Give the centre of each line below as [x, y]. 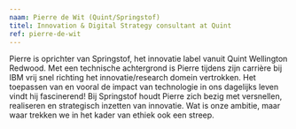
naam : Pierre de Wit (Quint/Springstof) [85, 17]
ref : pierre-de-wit [45, 34]
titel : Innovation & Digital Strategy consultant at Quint [121, 26]
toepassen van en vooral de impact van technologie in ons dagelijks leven [144, 87]
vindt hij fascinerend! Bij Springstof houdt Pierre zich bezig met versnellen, [146, 96]
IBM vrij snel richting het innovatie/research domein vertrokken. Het [133, 78]
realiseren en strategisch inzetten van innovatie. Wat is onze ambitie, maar [145, 106]
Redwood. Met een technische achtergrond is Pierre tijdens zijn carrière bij [146, 68]
